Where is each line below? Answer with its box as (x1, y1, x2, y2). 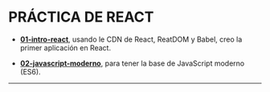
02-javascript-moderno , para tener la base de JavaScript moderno (19, 58, 245, 68)
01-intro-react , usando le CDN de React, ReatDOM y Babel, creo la (19, 34, 243, 44)
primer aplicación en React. (19, 42, 111, 52)
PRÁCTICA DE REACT (8, 8, 154, 26)
